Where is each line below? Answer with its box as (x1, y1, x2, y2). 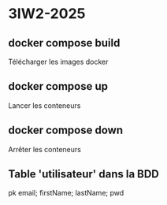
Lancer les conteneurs (8, 100, 81, 110)
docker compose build (8, 36, 121, 50)
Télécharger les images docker (8, 57, 109, 66)
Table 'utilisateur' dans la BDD (8, 167, 160, 181)
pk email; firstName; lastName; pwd (8, 188, 124, 198)
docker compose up (8, 80, 109, 93)
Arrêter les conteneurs (8, 144, 81, 154)
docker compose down (8, 124, 124, 137)
